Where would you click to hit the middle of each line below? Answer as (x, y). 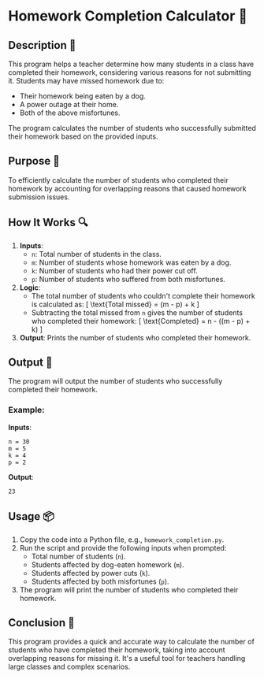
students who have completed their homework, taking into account (117, 650)
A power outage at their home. (69, 104)
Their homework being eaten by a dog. (82, 96)
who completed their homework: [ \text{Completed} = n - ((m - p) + (141, 321)
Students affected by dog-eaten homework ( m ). (108, 564)
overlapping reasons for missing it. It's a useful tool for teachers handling (127, 659)
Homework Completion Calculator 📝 (128, 16)
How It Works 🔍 (48, 223)
